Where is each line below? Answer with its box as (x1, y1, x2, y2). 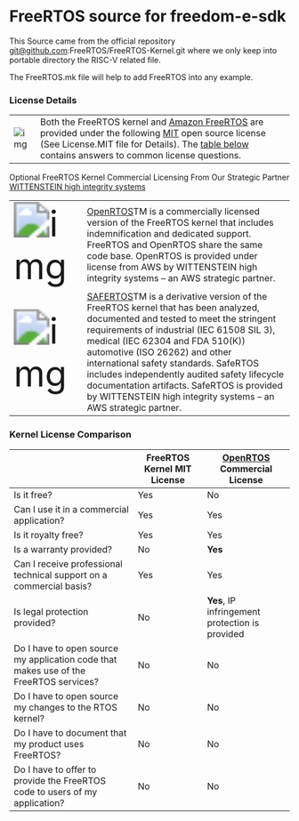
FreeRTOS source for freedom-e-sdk (9, 6, 287, 27)
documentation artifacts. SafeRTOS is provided (86, 380, 283, 392)
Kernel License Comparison (9, 429, 132, 441)
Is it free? (13, 488, 53, 501)
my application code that (13, 653, 117, 665)
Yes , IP (206, 594, 236, 607)
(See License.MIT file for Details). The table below (39, 138, 249, 150)
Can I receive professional (13, 558, 123, 570)
